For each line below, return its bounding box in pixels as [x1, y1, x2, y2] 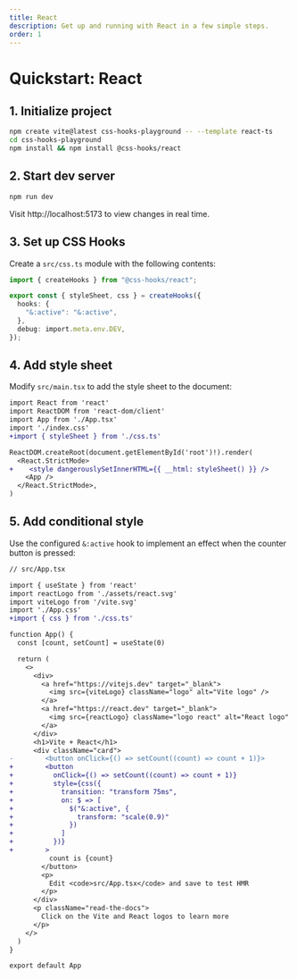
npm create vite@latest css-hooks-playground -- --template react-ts [9, 127, 274, 137]
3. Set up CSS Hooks [9, 234, 127, 250]
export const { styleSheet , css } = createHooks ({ [9, 291, 202, 300]
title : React [9, 13, 58, 22]
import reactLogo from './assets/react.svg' [9, 589, 177, 598]
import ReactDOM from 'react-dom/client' [9, 407, 166, 416]
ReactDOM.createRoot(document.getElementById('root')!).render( [9, 448, 253, 456]
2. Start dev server [9, 169, 116, 184]
